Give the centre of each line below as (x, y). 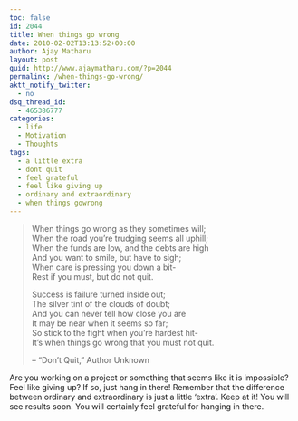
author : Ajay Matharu (50, 52)
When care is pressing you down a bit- (104, 267)
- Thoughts (38, 144)
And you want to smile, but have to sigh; (106, 257)
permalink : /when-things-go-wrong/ (77, 77)
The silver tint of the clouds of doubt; (101, 303)
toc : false (30, 18)
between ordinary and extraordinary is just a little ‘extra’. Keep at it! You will (149, 397)
